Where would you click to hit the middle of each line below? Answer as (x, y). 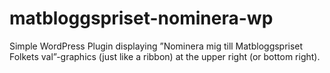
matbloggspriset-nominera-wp (141, 18)
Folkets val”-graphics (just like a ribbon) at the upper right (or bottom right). (165, 56)
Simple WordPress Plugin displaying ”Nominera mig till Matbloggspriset (156, 46)
